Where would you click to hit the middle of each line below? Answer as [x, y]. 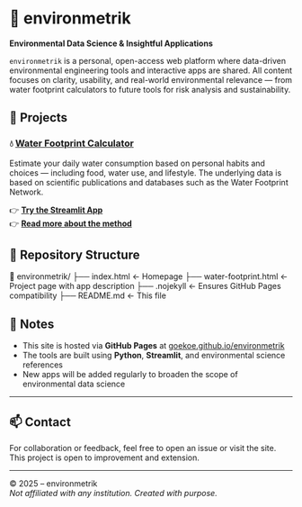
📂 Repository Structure [75, 255]
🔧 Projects [39, 118]
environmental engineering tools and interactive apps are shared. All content [151, 70]
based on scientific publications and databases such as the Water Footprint [149, 182]
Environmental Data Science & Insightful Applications [111, 43]
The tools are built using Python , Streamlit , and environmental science [154, 356]
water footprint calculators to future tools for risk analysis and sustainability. [150, 89]
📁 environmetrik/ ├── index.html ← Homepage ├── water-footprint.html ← [149, 276]
